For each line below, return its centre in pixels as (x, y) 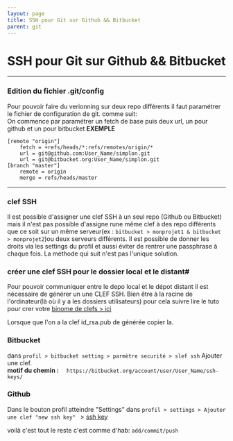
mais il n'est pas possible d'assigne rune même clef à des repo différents (112, 224)
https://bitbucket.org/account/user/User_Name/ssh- (143, 371)
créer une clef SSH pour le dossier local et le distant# (98, 272)
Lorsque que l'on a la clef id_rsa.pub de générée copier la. (90, 322)
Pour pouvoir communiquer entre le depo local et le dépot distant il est (108, 287)
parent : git (24, 26)
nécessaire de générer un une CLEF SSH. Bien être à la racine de (100, 294)
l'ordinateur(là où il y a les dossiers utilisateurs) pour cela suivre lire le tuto (113, 301)
